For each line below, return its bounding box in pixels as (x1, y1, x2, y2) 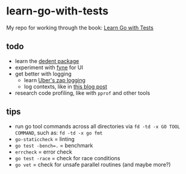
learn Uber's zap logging (23, 76, 86, 83)
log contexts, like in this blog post (23, 83, 107, 90)
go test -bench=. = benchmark (14, 142, 93, 149)
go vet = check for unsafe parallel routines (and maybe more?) (14, 161, 171, 168)
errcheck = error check (14, 148, 72, 155)
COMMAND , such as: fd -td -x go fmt (14, 129, 103, 136)
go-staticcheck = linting (14, 135, 75, 142)
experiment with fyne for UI (14, 64, 83, 71)
